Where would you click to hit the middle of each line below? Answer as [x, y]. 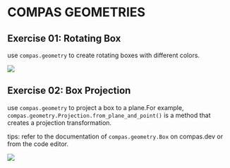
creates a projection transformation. [59, 122]
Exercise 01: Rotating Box [64, 38]
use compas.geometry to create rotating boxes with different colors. [103, 55]
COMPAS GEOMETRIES [77, 12]
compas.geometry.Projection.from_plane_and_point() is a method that [109, 115]
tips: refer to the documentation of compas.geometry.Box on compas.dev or [115, 136]
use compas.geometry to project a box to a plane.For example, [96, 107]
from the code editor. [38, 144]
